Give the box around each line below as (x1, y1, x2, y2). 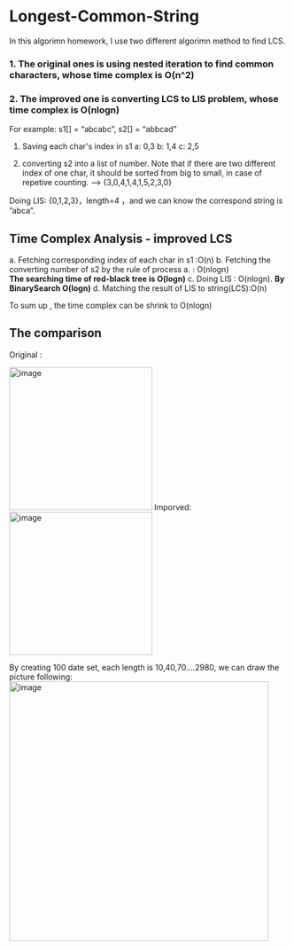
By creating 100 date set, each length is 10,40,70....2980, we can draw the (9, 662, 280, 672)
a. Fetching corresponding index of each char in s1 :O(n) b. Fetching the (9, 255, 272, 265)
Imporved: (153, 501, 192, 512)
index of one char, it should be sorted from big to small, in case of (21, 168, 263, 178)
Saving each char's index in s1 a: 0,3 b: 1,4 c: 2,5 (21, 141, 199, 152)
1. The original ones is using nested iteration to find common (9, 58, 275, 70)
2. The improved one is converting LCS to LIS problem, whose (9, 92, 279, 105)
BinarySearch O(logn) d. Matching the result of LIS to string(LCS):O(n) (9, 282, 267, 294)
